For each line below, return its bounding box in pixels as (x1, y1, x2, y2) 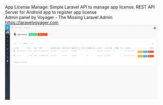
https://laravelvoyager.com (5, 19, 59, 25)
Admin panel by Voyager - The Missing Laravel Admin (5, 15, 113, 20)
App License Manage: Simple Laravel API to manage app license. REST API (5, 4, 155, 10)
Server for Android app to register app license (5, 9, 97, 15)
